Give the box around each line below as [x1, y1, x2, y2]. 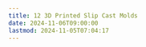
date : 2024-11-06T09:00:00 [8, 19, 99, 27]
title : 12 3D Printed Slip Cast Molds [8, 11, 138, 20]
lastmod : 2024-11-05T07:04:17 [8, 26, 110, 34]
